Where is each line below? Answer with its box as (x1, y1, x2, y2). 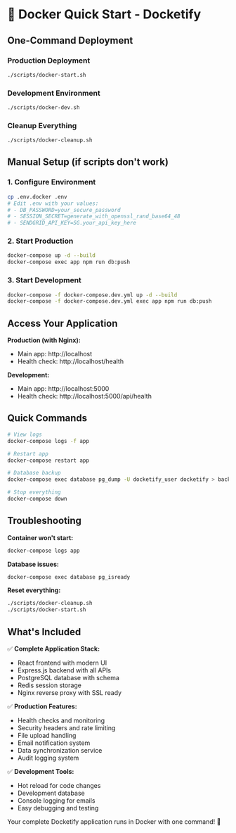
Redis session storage (17, 681, 82, 689)
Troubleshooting (7, 515, 82, 527)
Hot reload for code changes (17, 782, 101, 789)
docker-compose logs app (7, 547, 80, 554)
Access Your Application (7, 317, 118, 330)
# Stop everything (7, 489, 61, 496)
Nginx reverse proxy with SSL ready (17, 689, 122, 696)
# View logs (7, 431, 42, 438)
